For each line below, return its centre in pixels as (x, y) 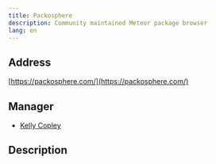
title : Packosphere (40, 15)
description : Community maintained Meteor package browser (108, 23)
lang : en (23, 30)
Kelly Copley (40, 125)
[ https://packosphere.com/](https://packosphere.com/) (98, 82)
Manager (31, 107)
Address (30, 62)
